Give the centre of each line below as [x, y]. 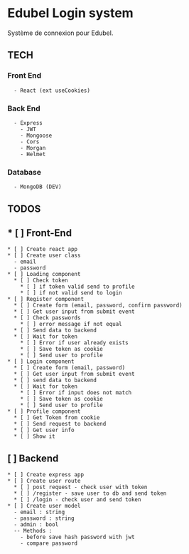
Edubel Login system [70, 13]
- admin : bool [36, 525]
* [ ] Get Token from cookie [57, 418]
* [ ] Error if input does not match [76, 393]
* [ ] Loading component [44, 275]
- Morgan [33, 148]
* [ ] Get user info [44, 430]
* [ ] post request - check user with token [81, 487]
